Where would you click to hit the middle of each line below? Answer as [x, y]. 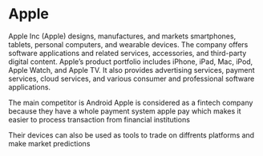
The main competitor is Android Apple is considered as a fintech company [131, 102]
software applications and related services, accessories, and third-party [127, 53]
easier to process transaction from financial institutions [99, 119]
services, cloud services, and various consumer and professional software [131, 78]
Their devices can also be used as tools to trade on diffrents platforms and [131, 135]
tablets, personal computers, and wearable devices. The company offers [128, 44]
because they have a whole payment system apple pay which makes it [125, 111]
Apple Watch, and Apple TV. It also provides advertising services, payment [131, 70]
